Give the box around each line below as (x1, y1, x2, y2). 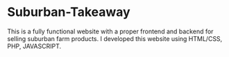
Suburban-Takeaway (7, 4, 130, 20)
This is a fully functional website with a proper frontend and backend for (7, 27, 214, 35)
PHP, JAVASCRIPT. (7, 42, 62, 50)
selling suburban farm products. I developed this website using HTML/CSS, (7, 34, 223, 42)
